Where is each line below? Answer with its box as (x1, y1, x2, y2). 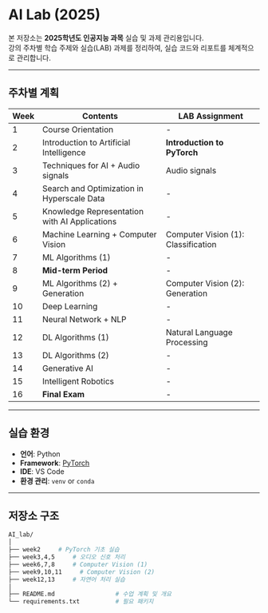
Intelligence (42, 146, 86, 157)
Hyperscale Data (42, 193, 105, 204)
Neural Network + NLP (42, 313, 127, 324)
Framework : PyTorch (19, 458, 90, 468)
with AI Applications (42, 216, 117, 227)
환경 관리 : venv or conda (19, 476, 95, 485)
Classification (165, 238, 217, 249)
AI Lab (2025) (8, 6, 101, 24)
